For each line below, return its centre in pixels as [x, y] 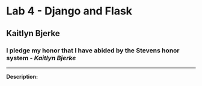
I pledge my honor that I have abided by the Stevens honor [93, 51]
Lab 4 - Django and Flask [69, 11]
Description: [22, 76]
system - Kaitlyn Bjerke [41, 58]
